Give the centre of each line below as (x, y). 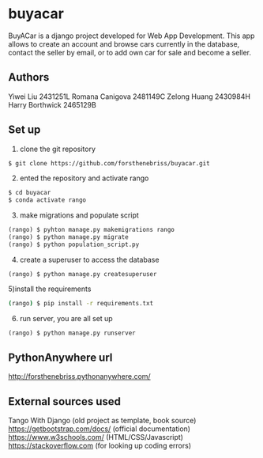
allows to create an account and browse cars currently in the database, (124, 44)
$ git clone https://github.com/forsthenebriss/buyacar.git (109, 163)
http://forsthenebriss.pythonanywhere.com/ (80, 377)
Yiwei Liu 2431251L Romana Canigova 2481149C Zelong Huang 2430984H (130, 97)
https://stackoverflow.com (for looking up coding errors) (100, 446)
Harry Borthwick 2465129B (52, 104)
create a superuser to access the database (89, 259)
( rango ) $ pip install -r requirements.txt (81, 303)
